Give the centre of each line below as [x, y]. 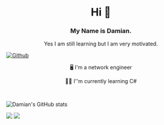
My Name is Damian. [101, 31]
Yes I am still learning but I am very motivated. [101, 44]
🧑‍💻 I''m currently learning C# [101, 81]
